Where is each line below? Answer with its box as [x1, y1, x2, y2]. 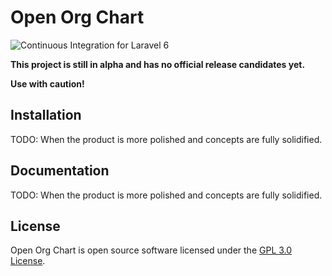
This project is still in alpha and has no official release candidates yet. [10, 58, 306, 70]
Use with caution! [10, 77, 85, 90]
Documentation [10, 162, 110, 180]
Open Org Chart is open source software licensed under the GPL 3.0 [10, 244, 293, 256]
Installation [10, 107, 82, 124]
